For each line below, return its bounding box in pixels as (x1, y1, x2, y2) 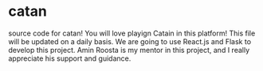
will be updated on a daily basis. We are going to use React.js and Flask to (8, 36, 252, 46)
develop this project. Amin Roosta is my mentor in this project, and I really (8, 45, 250, 54)
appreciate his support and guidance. (8, 54, 131, 63)
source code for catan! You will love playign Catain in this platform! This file (8, 28, 256, 38)
